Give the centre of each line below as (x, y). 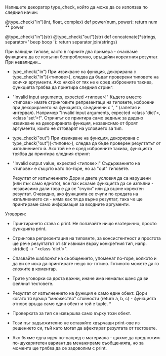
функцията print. (29, 229)
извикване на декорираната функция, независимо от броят (75, 123)
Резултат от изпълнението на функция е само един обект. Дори (80, 293)
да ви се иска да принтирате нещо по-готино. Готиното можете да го (85, 263)
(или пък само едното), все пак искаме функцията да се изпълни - (83, 183)
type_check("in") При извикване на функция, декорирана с (74, 72)
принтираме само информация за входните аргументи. (71, 204)
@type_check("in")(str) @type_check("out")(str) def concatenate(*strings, (81, 37)
